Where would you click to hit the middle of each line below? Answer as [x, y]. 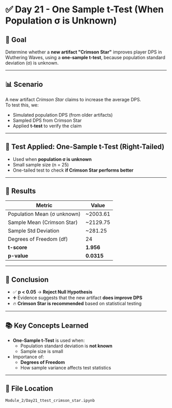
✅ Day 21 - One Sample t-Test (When [84, 10]
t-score [18, 248]
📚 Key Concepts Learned [47, 326]
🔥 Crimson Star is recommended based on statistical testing [77, 304]
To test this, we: [22, 105]
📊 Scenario [24, 85]
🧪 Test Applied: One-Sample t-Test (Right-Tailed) [85, 147]
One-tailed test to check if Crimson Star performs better [73, 170]
